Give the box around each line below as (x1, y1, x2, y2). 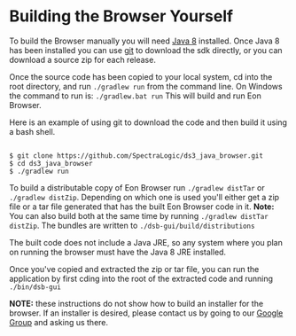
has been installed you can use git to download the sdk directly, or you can (9, 44, 283, 55)
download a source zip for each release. (9, 54, 157, 65)
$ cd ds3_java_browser (9, 159, 93, 168)
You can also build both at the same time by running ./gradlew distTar (9, 210, 269, 221)
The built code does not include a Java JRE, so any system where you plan (9, 237, 284, 247)
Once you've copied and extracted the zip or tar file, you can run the (9, 263, 260, 274)
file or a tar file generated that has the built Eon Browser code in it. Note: (9, 201, 275, 212)
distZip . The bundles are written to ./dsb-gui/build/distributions (9, 220, 255, 231)
